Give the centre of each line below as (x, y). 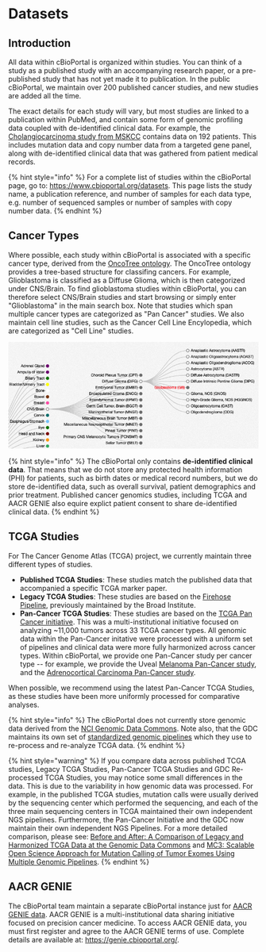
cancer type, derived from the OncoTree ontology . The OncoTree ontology (130, 263)
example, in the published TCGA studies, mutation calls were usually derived (133, 794)
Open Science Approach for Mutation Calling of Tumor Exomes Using (122, 853)
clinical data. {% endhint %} (54, 512)
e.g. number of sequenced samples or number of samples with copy (120, 202)
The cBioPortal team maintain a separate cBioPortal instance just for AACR (130, 906)
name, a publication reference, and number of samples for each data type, (130, 194)
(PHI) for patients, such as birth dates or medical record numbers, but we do (133, 478)
